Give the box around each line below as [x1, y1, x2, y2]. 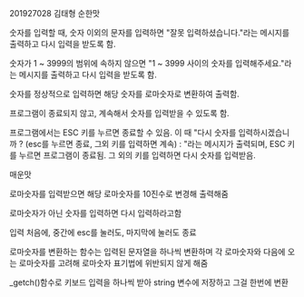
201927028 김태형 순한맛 [9, 8, 101, 18]
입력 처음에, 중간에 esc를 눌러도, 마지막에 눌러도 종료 [9, 227, 197, 238]
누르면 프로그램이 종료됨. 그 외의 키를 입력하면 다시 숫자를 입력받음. [18, 150, 256, 161]
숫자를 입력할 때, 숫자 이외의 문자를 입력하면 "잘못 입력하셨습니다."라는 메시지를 [9, 27, 290, 38]
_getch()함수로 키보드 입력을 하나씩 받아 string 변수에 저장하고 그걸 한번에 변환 [9, 277, 289, 288]
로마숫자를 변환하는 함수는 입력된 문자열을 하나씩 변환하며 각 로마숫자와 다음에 [9, 246, 286, 257]
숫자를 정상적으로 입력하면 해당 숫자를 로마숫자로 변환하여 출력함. [9, 89, 240, 99]
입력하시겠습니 [238, 127, 290, 138]
